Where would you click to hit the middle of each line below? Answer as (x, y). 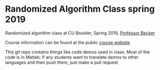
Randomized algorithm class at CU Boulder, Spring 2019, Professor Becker (80, 33)
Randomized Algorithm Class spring (80, 9)
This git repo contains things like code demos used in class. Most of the (78, 52)
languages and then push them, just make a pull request (62, 62)
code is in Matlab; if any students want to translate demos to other (72, 57)
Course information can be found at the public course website (68, 42)
